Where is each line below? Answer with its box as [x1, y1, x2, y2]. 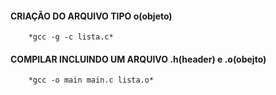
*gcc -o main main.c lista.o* [28, 75, 155, 86]
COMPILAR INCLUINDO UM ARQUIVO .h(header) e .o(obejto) [10, 53, 267, 65]
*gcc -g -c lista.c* [28, 32, 114, 42]
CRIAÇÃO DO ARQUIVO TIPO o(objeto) [10, 10, 173, 22]
